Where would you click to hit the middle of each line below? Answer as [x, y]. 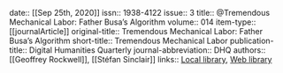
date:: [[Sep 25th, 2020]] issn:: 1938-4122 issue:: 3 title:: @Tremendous [140, 13]
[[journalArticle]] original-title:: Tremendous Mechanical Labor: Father [136, 31]
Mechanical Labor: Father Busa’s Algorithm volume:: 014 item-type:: [133, 22]
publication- [252, 40]
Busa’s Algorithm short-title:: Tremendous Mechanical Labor [119, 40]
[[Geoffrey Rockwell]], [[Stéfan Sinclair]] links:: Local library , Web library [141, 59]
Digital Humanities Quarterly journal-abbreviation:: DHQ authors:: [148, 50]
